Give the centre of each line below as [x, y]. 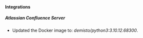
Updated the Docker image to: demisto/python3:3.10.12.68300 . [75, 30]
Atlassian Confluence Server [35, 18]
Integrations [18, 7]
